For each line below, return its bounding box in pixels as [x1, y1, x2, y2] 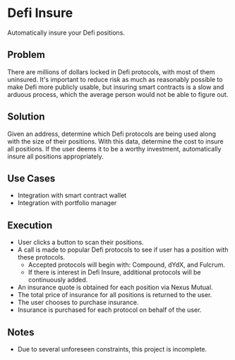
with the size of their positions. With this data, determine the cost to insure [7, 137, 224, 146]
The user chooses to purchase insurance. [17, 298, 139, 307]
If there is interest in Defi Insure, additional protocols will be [28, 268, 201, 277]
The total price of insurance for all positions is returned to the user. [17, 291, 212, 299]
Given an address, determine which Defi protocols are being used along [7, 129, 217, 138]
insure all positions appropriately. [7, 152, 104, 161]
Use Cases [7, 172, 56, 185]
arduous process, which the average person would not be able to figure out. [7, 90, 229, 98]
